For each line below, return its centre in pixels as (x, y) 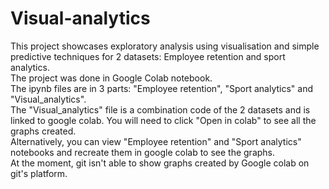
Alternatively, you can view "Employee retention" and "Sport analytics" (156, 141)
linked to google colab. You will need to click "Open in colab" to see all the (163, 120)
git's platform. (39, 173)
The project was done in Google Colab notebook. (111, 78)
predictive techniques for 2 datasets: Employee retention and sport (148, 56)
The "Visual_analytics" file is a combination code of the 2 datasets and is (160, 109)
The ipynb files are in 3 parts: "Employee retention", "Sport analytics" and (161, 88)
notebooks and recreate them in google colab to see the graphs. (143, 152)
